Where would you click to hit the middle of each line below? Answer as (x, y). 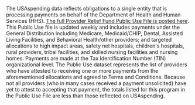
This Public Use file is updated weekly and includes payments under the (93, 27)
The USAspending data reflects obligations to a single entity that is (87, 9)
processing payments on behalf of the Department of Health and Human (93, 15)
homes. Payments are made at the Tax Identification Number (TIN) (86, 58)
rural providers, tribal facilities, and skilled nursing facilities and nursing (92, 52)
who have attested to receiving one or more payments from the (82, 71)
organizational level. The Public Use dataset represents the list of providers (97, 65)
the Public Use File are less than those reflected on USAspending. (85, 96)
